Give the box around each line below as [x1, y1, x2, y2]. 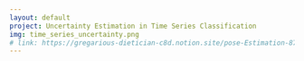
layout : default [9, 13, 71, 22]
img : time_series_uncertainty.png [9, 30, 140, 39]
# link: [9, 38, 39, 48]
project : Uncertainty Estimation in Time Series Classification [9, 22, 257, 30]
